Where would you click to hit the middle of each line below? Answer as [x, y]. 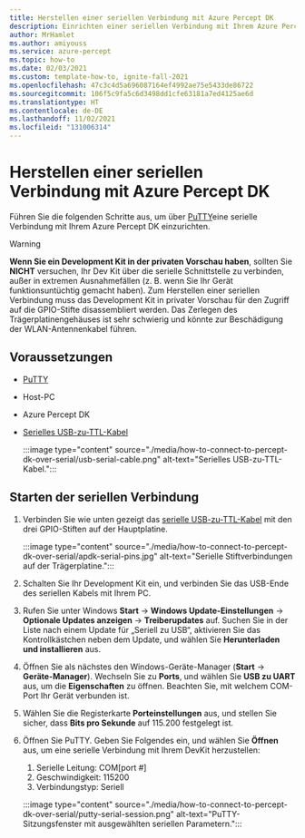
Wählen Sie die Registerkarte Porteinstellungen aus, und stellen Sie [149, 713]
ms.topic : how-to [42, 60]
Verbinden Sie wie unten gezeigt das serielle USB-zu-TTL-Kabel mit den [157, 519]
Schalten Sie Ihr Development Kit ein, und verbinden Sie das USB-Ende [155, 583]
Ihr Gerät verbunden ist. [85, 696]
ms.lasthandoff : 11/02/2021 [63, 119]
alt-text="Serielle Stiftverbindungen [226, 556]
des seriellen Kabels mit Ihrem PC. [87, 593]
